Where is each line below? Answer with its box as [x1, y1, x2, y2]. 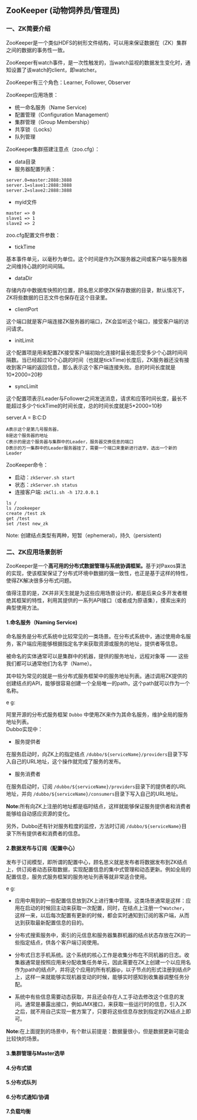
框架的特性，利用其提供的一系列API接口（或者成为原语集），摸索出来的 [16, 597, 186, 604]
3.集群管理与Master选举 [6, 1050, 65, 1057]
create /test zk [6, 510, 46, 516]
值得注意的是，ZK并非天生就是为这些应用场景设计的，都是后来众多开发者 [6, 589, 183, 596]
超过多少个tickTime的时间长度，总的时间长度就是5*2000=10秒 [11, 402, 162, 409]
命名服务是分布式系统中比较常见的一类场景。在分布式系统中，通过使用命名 [6, 633, 186, 640]
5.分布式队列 [6, 1079, 37, 1086]
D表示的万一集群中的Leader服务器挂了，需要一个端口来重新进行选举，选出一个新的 [6, 445, 178, 451]
